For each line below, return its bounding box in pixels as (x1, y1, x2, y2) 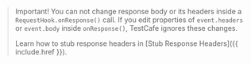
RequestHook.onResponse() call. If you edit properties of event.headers (14, 15, 244, 24)
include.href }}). (14, 47, 68, 56)
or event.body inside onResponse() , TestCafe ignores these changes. (14, 24, 238, 32)
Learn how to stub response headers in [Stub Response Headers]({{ (14, 39, 239, 48)
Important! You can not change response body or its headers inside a (14, 7, 242, 16)
